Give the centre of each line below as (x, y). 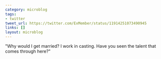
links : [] (15, 28)
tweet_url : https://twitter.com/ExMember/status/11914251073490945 (76, 23)
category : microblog (26, 10)
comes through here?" (28, 51)
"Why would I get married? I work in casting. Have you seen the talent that (81, 46)
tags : (11, 14)
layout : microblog (24, 32)
